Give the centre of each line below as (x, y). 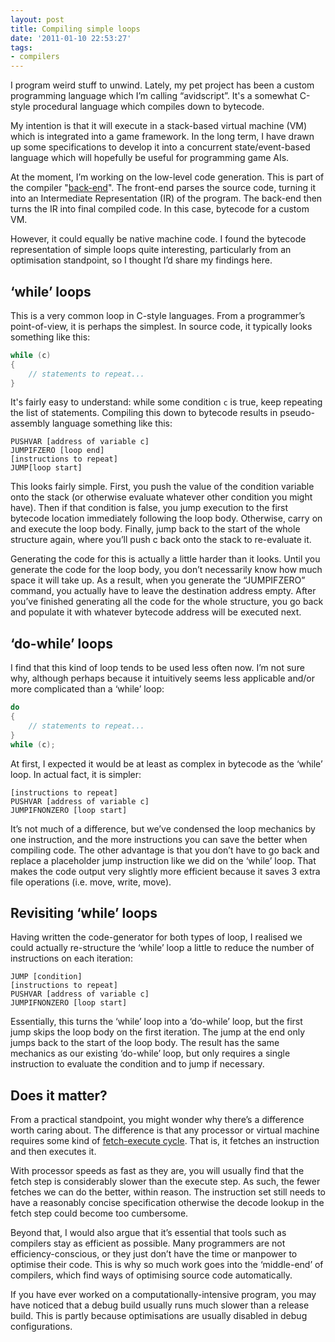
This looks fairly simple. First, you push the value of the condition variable (162, 487)
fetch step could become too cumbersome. (99, 1213)
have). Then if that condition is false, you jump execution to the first (149, 508)
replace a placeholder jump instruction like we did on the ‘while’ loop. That (163, 860)
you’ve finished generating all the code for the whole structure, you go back (167, 602)
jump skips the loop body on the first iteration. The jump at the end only (158, 1032)
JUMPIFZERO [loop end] (57, 451)
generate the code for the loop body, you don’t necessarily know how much (166, 570)
